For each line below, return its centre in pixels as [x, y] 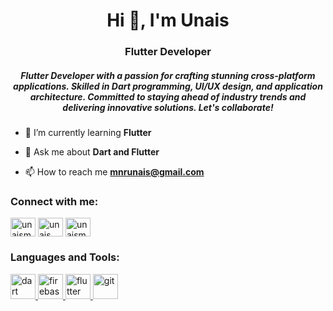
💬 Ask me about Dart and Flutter [92, 152]
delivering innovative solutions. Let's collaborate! [168, 107]
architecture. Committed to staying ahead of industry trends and [168, 96]
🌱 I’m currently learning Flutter [88, 133]
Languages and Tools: [65, 257]
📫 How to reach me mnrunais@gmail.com [114, 172]
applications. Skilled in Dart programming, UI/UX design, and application [168, 86]
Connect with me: [54, 201]
